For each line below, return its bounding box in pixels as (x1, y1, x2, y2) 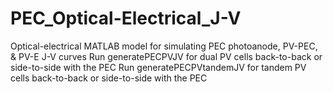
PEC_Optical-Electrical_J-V (10, 7, 242, 30)
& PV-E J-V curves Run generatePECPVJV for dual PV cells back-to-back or (10, 50, 323, 62)
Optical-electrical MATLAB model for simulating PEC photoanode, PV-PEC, (10, 40, 318, 52)
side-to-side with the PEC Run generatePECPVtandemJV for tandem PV (10, 61, 307, 73)
